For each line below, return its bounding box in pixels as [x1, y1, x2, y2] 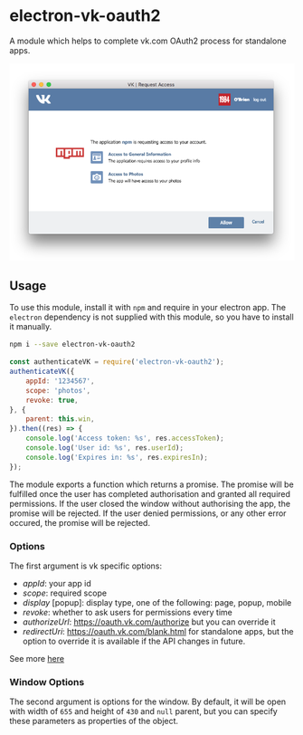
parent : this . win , [25, 415, 95, 424]
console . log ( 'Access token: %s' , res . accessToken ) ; [25, 434, 224, 444]
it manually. [9, 321, 52, 332]
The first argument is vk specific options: [9, 560, 163, 571]
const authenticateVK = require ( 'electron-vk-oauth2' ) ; [9, 358, 224, 367]
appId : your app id [22, 577, 92, 588]
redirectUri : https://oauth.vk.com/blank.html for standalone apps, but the [22, 625, 294, 636]
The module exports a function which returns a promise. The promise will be [9, 479, 294, 490]
